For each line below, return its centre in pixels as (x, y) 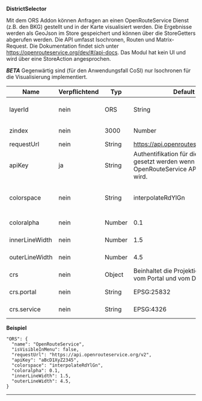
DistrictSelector (26, 9)
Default (184, 92)
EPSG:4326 (150, 309)
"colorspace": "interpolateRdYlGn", (57, 365)
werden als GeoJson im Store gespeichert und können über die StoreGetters (101, 33)
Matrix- (165, 39)
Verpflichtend (79, 92)
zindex (19, 131)
